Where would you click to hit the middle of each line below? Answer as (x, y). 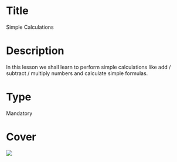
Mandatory (19, 113)
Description (35, 51)
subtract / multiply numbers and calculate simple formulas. (77, 73)
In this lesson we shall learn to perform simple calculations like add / (88, 67)
